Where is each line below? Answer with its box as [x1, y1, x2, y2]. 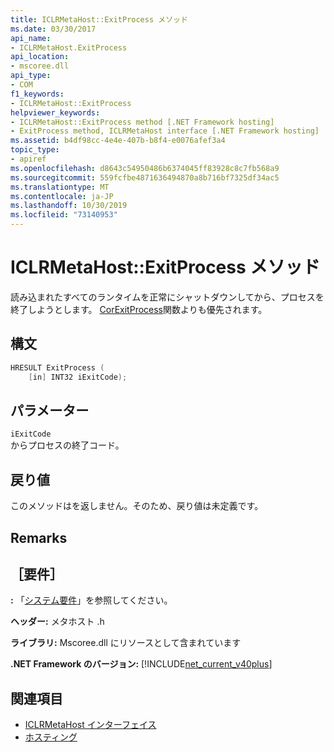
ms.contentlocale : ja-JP [10, 191, 114, 201]
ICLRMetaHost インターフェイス [24, 719, 157, 731]
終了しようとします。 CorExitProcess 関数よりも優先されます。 [10, 303, 268, 315]
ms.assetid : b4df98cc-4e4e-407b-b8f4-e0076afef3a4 [10, 136, 226, 146]
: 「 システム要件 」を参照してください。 [10, 594, 173, 606]
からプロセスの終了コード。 [10, 439, 125, 451]
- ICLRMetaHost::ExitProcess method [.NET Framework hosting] [10, 117, 275, 127]
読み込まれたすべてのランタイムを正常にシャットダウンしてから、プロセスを [10, 291, 325, 303]
